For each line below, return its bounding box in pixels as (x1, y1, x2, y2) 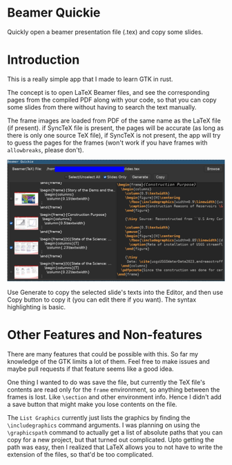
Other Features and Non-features (7, 327, 202, 343)
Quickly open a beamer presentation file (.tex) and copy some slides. (7, 28, 204, 36)
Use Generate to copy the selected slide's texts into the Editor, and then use (7, 288, 223, 296)
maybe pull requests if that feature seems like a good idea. (7, 365, 174, 373)
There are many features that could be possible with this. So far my (7, 349, 199, 358)
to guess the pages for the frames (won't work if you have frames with (7, 138, 209, 147)
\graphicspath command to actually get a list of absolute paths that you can (7, 428, 223, 437)
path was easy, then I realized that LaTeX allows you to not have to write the (7, 443, 223, 451)
